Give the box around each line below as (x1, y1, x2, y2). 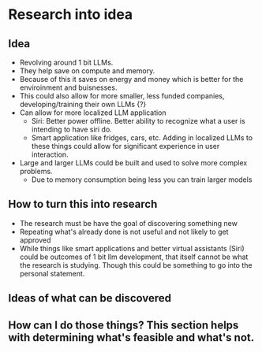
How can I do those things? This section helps (8, 318, 239, 332)
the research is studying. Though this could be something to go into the (19, 260, 253, 269)
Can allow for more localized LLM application (19, 108, 167, 117)
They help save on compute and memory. (19, 66, 155, 76)
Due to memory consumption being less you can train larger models (31, 175, 253, 184)
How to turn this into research (8, 198, 158, 211)
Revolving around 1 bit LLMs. (19, 57, 114, 67)
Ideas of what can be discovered (8, 291, 172, 305)
